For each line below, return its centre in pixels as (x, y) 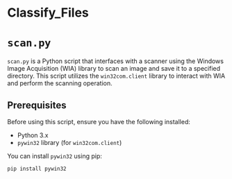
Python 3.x (33, 135)
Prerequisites (37, 105)
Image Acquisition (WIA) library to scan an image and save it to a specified (114, 69)
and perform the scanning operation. (60, 83)
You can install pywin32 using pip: (55, 156)
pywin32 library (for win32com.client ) (69, 142)
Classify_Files (48, 13)
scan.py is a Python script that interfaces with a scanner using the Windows (116, 61)
